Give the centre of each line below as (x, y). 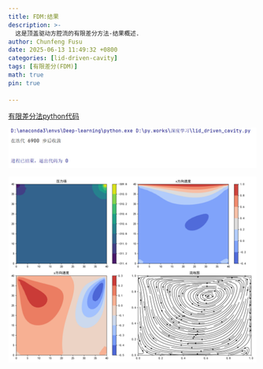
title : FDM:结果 (33, 17)
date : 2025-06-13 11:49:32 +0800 (63, 50)
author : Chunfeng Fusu (45, 42)
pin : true (24, 83)
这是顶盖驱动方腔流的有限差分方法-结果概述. (78, 33)
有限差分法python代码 (44, 116)
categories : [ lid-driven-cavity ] (63, 58)
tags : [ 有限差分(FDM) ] (43, 67)
